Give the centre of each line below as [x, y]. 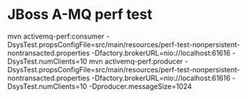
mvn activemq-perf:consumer [56, 36]
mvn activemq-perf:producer [136, 61]
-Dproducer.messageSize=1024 [140, 86]
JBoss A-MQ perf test [80, 15]
